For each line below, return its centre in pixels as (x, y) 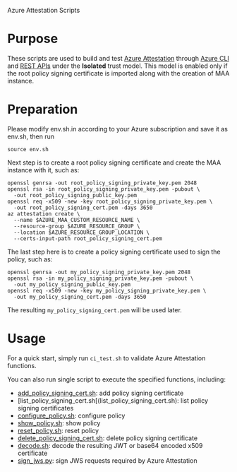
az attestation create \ (44, 214)
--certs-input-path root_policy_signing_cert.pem (88, 238)
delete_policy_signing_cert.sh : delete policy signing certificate (108, 438)
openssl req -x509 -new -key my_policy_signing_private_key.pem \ (107, 290)
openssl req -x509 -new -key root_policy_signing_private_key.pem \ (110, 201)
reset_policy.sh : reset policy (58, 430)
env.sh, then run (31, 136)
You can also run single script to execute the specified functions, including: (116, 379)
